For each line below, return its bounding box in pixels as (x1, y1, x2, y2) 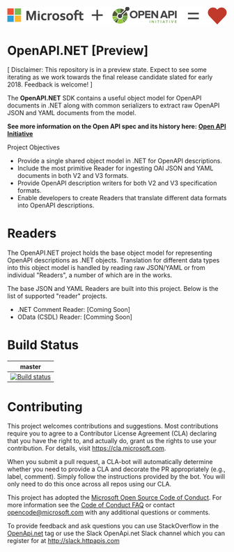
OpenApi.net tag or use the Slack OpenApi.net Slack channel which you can (7, 529, 225, 537)
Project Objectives (7, 143, 61, 151)
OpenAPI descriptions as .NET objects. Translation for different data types (7, 256, 220, 264)
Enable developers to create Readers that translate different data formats (17, 194, 227, 202)
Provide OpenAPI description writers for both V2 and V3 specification (17, 179, 217, 188)
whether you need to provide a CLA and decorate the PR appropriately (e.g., (7, 465, 226, 474)
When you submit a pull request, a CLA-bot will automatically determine (7, 458, 213, 466)
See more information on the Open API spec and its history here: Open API (7, 122, 226, 130)
